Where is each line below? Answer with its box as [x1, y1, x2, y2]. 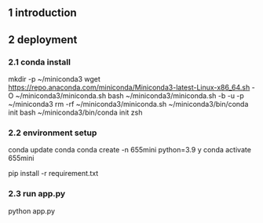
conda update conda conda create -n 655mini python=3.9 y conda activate [8, 145, 251, 155]
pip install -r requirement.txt [8, 169, 99, 178]
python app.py [8, 206, 56, 215]
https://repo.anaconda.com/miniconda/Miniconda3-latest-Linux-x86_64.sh [8, 82, 250, 93]
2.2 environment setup [8, 127, 97, 138]
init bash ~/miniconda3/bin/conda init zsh [8, 108, 143, 117]
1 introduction [8, 6, 77, 20]
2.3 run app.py [8, 188, 66, 199]
